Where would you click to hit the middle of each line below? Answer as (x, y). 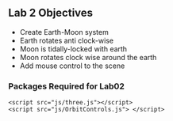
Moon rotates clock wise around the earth (88, 57)
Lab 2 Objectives (51, 13)
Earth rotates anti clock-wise (66, 40)
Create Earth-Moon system (64, 32)
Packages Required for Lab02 (67, 86)
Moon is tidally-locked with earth (73, 49)
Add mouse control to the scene (72, 66)
